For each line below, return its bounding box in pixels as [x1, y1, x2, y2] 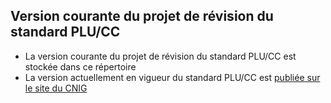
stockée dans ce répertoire [24, 60, 137, 73]
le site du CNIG [24, 82, 88, 94]
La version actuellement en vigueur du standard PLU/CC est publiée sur [24, 71, 321, 83]
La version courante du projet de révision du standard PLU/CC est [24, 50, 297, 62]
